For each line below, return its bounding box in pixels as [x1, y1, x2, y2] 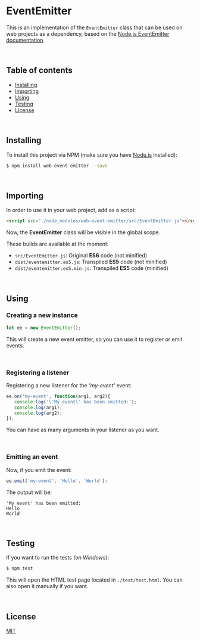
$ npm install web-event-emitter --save [6, 163, 108, 169]
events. [6, 341, 24, 349]
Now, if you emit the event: [6, 466, 72, 473]
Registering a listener [6, 368, 70, 377]
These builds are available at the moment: [6, 240, 109, 248]
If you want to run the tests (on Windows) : [6, 554, 110, 561]
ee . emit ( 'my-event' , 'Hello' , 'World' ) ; [6, 478, 108, 484]
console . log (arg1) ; [14, 404, 62, 411]
